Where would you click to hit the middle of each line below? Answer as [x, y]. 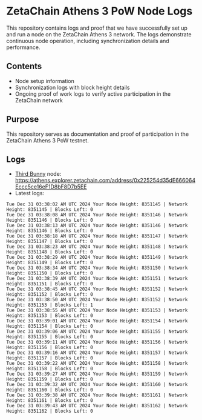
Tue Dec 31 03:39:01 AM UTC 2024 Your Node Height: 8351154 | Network [97, 321]
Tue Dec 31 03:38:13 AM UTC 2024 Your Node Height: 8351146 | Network [97, 225]
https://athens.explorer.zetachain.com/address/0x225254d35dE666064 [105, 181]
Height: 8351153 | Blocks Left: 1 [50, 305]
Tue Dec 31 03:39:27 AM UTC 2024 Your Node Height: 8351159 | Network [97, 374]
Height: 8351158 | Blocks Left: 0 [50, 369]
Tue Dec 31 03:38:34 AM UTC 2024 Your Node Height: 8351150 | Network [97, 268]
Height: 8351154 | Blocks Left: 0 [50, 326]
